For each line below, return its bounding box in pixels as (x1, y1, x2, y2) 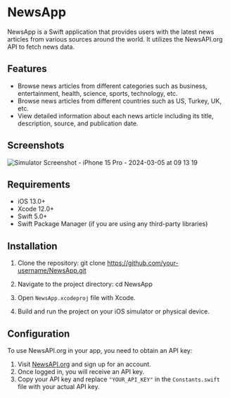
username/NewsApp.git (17, 266, 87, 275)
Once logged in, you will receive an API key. (17, 368, 145, 375)
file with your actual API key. (17, 383, 100, 391)
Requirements (7, 178, 70, 190)
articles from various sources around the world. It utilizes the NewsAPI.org (7, 35, 223, 43)
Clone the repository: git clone (17, 259, 106, 268)
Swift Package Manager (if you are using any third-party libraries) (17, 220, 208, 228)
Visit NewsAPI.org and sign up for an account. (17, 360, 151, 368)
